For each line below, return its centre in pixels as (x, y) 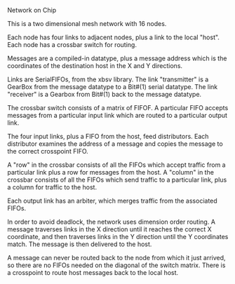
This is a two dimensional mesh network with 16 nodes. (87, 23)
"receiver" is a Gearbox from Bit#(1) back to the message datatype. (105, 94)
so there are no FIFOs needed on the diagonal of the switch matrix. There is (116, 265)
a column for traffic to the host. (52, 187)
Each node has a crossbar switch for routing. (72, 45)
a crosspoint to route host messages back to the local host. (93, 272)
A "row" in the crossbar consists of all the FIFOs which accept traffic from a (116, 165)
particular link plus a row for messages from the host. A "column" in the (110, 172)
